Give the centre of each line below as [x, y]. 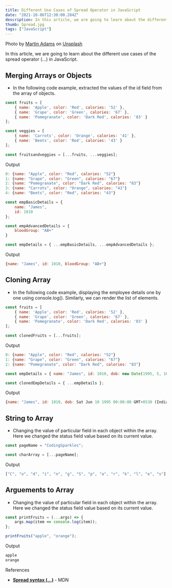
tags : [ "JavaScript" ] [28, 29]
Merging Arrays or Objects [49, 75]
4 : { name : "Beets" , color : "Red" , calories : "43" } [60, 193]
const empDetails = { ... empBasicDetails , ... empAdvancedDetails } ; [80, 245]
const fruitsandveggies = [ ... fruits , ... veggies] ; [61, 155]
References [17, 570]
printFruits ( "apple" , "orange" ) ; [41, 536]
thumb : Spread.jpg [25, 24]
